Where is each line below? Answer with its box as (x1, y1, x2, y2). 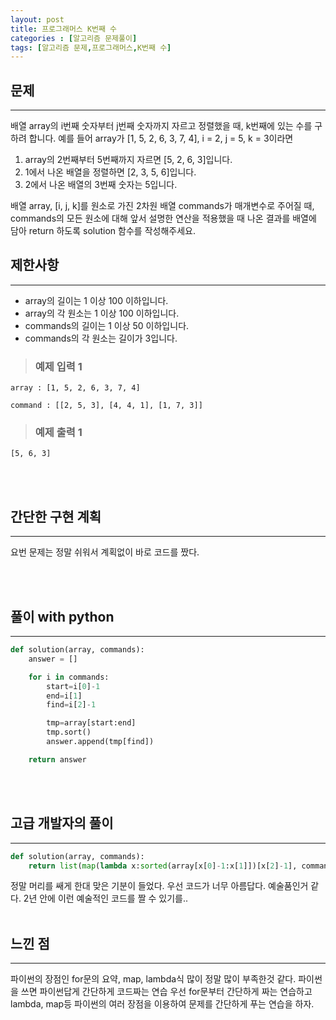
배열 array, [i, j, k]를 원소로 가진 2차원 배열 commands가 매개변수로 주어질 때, (10, 200, 315, 212)
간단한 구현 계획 (10, 508, 102, 525)
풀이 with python (10, 608, 115, 625)
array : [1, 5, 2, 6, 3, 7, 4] (10, 383, 141, 393)
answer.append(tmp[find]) (46, 737, 155, 747)
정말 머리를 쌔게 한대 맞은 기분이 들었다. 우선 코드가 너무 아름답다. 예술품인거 (10, 880, 309, 892)
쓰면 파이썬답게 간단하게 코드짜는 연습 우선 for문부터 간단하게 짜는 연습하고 (20, 986, 313, 998)
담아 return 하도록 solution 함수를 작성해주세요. (10, 225, 196, 237)
